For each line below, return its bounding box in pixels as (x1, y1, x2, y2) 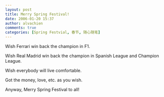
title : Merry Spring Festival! (5, 12, 70, 17)
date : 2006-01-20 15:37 (5, 16, 54, 21)
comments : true (5, 25, 37, 30)
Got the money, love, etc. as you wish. (5, 77, 83, 83)
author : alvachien (5, 21, 43, 26)
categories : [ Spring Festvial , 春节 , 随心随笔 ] (5, 30, 100, 35)
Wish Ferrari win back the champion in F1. (5, 44, 90, 49)
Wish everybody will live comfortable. (5, 68, 82, 73)
